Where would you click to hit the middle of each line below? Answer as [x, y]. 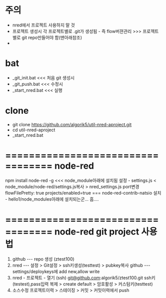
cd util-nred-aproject [34, 130]
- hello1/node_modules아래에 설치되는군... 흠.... [52, 199]
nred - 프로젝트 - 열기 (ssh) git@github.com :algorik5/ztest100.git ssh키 [84, 278]
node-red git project [97, 231]
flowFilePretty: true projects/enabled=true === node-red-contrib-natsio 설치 [83, 193]
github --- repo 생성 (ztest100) [43, 259]
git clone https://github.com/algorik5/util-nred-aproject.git [72, 124]
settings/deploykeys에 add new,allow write [56, 271]
